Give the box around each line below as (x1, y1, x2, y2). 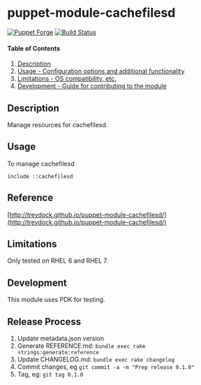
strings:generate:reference (17, 349, 99, 356)
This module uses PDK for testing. (7, 296, 105, 304)
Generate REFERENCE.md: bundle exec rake (17, 342, 146, 350)
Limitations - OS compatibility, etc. (17, 75, 117, 83)
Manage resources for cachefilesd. (7, 120, 108, 129)
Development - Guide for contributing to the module (17, 82, 167, 90)
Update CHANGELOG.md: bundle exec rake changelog (17, 355, 175, 364)
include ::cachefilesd (7, 173, 73, 180)
